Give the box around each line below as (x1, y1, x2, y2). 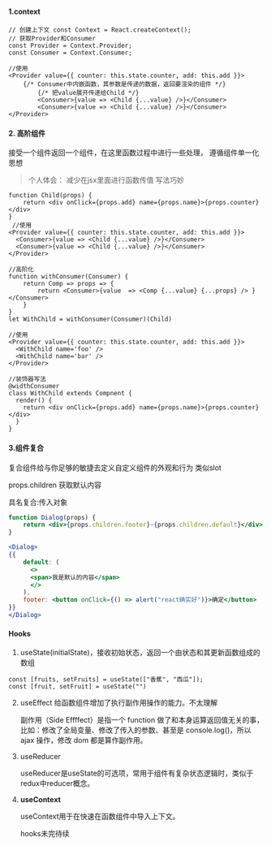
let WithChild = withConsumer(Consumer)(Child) (8, 315, 173, 324)
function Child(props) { (8, 192, 92, 200)
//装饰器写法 (8, 375, 46, 383)
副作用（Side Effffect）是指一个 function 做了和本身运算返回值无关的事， (19, 715, 264, 725)
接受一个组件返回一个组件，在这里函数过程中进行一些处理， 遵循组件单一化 (8, 148, 260, 158)
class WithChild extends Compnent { (8, 390, 132, 398)
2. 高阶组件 (8, 128, 46, 138)
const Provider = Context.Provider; (8, 41, 132, 50)
